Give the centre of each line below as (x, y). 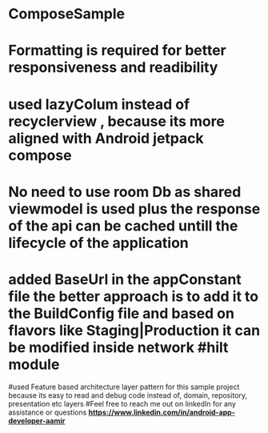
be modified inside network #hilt (118, 347)
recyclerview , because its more (117, 121)
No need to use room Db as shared (125, 192)
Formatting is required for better (117, 51)
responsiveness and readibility (113, 68)
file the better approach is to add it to (133, 296)
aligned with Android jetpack (106, 138)
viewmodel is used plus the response (134, 208)
